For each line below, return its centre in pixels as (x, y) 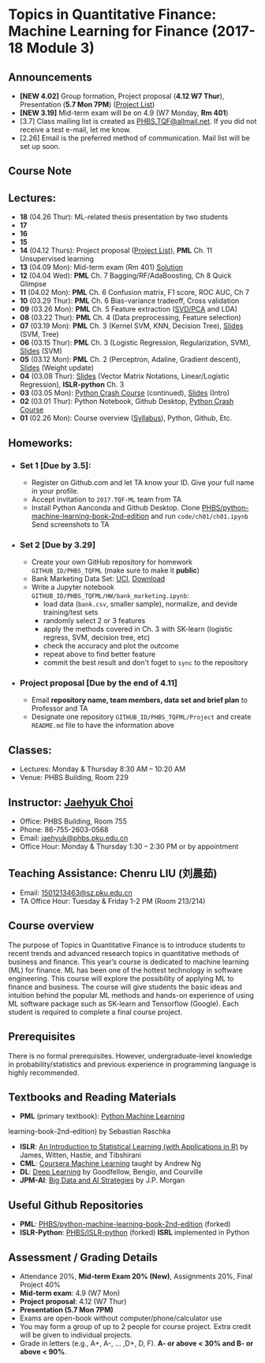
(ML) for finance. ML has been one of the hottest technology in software (125, 970)
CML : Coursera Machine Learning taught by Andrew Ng (110, 1163)
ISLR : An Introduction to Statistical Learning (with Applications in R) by (134, 1147)
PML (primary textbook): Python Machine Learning (102, 1116)
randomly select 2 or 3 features (94, 621)
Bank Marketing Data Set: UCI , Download (98, 579)
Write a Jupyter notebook (73, 587)
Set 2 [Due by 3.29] (58, 544)
